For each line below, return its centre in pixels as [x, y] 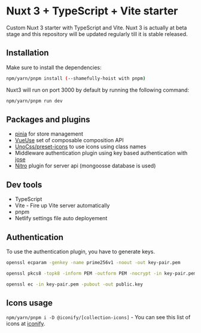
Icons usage [29, 303]
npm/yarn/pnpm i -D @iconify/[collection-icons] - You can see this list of [98, 317]
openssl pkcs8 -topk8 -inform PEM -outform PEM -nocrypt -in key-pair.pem [101, 273]
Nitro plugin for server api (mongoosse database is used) [85, 166]
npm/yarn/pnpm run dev [34, 101]
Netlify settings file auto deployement [61, 218]
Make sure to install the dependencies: [54, 67]
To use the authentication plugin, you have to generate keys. [81, 251]
